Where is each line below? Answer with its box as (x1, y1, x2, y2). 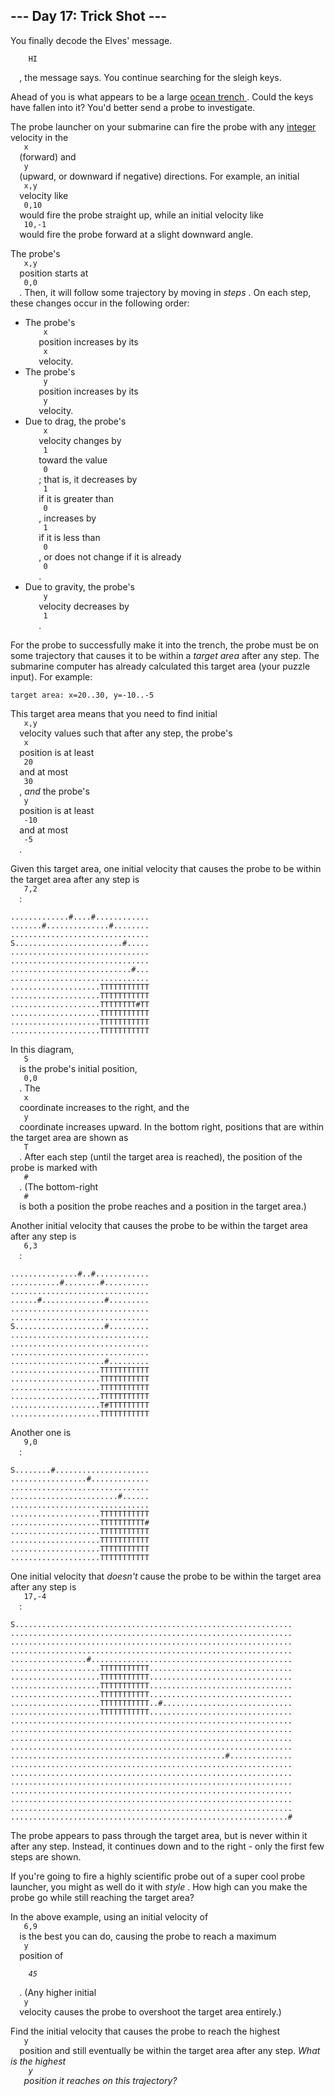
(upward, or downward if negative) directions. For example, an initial (19, 170, 300, 182)
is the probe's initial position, (19, 1062, 138, 1074)
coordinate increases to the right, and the (19, 1101, 190, 1113)
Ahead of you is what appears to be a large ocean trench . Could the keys (10, 90, 314, 103)
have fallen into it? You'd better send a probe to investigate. (10, 101, 256, 113)
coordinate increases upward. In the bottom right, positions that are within (19, 1120, 325, 1133)
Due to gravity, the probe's (24, 580, 135, 593)
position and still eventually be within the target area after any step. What (19, 2044, 321, 2056)
